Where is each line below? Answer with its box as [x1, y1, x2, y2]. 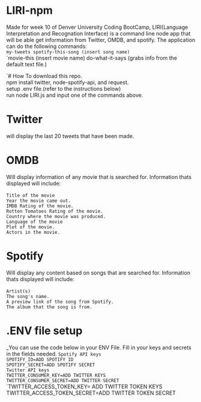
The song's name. [6, 293, 50, 299]
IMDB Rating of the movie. [6, 203, 74, 209]
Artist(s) [6, 288, 31, 294]
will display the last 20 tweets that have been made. [6, 132, 134, 139]
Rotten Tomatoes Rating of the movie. [6, 208, 103, 214]
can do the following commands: [6, 43, 87, 50]
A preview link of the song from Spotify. [6, 299, 114, 305]
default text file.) [6, 61, 47, 68]
